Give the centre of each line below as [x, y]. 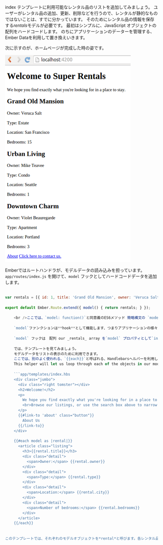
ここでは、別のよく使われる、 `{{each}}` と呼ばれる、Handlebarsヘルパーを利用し [86, 359]
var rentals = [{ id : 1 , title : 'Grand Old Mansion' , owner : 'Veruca [77, 297]
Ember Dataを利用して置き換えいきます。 [46, 37]
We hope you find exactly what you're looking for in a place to [90, 400]
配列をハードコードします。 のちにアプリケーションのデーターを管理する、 [80, 31]
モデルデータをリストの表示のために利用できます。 [57, 354]
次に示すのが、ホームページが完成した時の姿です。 [56, 48]
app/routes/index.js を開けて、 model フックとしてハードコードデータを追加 [81, 276]
